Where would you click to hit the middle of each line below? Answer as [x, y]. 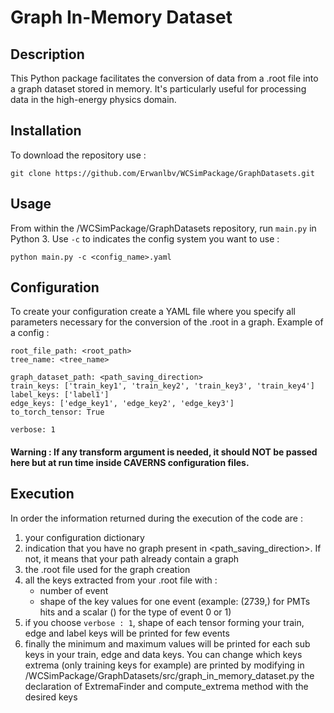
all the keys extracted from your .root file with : [121, 580]
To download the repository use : [78, 155]
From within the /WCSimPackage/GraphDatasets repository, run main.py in [163, 228]
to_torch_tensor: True [57, 412]
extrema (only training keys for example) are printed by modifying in [164, 665]
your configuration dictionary [84, 537]
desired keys [51, 697]
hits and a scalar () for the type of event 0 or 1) [135, 612]
